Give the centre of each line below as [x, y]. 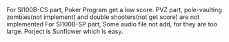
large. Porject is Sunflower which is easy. [65, 31]
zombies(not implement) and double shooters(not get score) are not [103, 17]
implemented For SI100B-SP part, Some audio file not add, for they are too [112, 24]
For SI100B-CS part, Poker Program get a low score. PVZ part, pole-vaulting [114, 10]
